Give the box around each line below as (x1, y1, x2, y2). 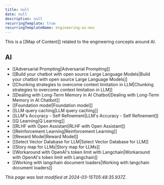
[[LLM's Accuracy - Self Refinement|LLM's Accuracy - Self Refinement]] (12, 113, 159, 118)
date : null (5, 12, 27, 17)
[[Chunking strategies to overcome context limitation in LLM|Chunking (12, 81, 154, 87)
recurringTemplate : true (5, 21, 56, 26)
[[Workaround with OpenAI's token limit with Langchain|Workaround (12, 149, 150, 155)
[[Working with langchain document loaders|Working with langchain (12, 160, 150, 165)
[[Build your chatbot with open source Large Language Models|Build (12, 71, 150, 77)
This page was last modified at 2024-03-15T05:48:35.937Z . (5, 174, 127, 180)
